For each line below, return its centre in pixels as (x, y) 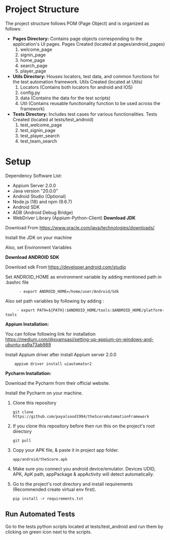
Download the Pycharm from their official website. (58, 383)
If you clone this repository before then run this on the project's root (83, 426)
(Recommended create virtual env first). (54, 489)
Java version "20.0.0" (35, 191)
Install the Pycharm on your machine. (44, 393)
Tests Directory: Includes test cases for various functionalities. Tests (85, 114)
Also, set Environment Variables (39, 247)
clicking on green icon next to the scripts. (49, 532)
